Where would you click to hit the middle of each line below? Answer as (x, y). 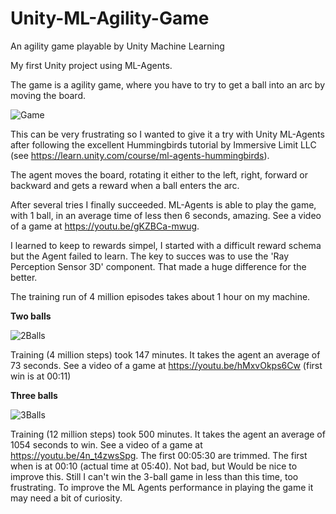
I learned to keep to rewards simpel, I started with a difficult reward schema (166, 245)
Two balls (31, 316)
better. (24, 277)
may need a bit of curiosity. (66, 498)
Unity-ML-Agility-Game (110, 18)
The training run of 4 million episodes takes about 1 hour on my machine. (160, 296)
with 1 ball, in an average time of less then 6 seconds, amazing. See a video (166, 215)
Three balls (34, 395)
